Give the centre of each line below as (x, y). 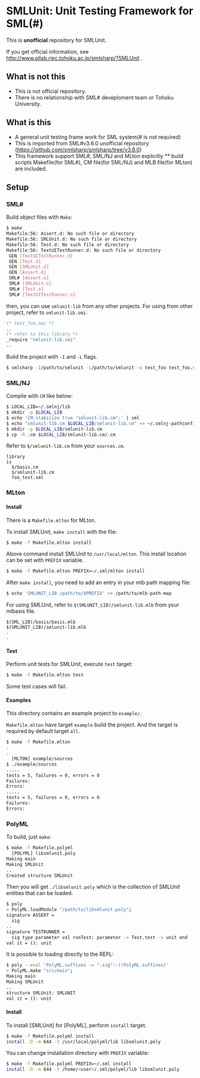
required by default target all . (43, 731)
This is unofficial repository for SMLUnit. (56, 40)
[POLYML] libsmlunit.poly (44, 853)
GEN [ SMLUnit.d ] (29, 267)
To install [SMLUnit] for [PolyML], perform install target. (76, 1025)
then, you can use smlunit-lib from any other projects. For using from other (100, 306)
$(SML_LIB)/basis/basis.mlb (41, 622)
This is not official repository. (50, 91)
